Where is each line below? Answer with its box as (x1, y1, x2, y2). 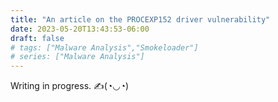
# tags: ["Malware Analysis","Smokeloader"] (10, 42, 199, 53)
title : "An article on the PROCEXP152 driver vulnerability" (10, 14, 271, 25)
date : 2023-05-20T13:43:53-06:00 (10, 24, 150, 34)
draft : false (10, 33, 65, 43)
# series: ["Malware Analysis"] (10, 52, 145, 62)
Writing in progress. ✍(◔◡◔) (10, 80, 130, 92)
